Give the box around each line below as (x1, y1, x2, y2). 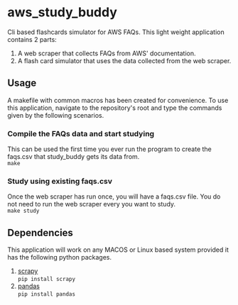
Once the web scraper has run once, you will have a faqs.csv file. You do (7, 192, 221, 201)
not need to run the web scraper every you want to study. (7, 200, 176, 209)
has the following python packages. (7, 253, 112, 262)
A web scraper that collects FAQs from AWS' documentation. (17, 49, 196, 57)
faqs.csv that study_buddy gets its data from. (7, 152, 140, 161)
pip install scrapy (17, 276, 76, 283)
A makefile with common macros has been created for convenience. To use (7, 96, 229, 104)
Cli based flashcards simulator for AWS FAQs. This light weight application (7, 28, 225, 36)
